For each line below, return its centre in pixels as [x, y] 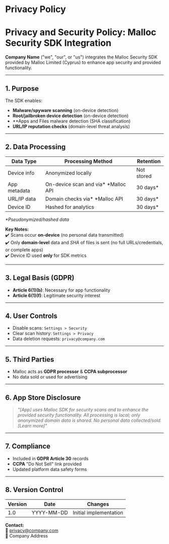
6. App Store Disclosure [43, 397]
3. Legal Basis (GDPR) [40, 278]
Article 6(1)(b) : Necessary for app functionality [61, 290]
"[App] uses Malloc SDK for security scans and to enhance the [83, 410]
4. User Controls [31, 316]
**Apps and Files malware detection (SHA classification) [71, 121]
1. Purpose [22, 89]
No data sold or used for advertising [50, 377]
